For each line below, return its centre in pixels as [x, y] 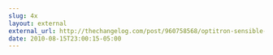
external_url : [32, 31]
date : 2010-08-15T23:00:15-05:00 [65, 38]
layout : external [38, 23]
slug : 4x [23, 16]
